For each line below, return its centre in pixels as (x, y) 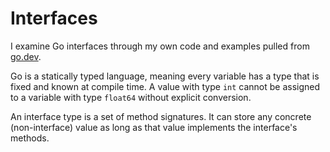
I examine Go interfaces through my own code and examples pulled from (160, 46)
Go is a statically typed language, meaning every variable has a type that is (165, 76)
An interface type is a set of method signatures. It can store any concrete (161, 116)
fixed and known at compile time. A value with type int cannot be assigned (165, 86)
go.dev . (26, 56)
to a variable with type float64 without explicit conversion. (131, 97)
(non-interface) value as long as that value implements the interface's (154, 127)
